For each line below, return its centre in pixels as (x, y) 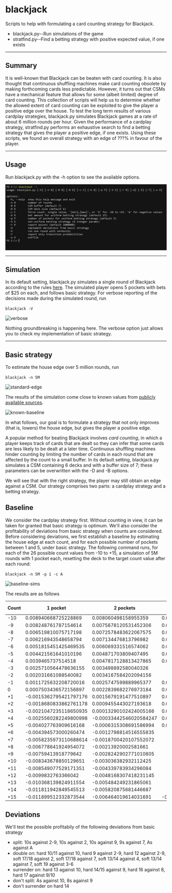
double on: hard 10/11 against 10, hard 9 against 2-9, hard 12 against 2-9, (89, 853)
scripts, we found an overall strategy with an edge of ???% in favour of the (84, 138)
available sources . (24, 402)
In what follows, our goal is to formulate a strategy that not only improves (82, 422)
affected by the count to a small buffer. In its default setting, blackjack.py (82, 459)
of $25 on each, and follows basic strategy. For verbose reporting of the (81, 293)
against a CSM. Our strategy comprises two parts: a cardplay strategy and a (85, 486)
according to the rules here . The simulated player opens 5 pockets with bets (85, 288)
